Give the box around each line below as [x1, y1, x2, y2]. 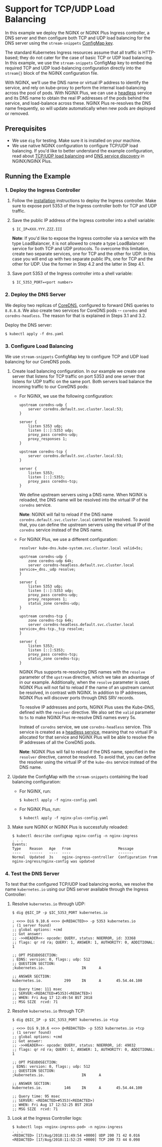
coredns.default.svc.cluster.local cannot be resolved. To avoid [19, 517, 150, 523]
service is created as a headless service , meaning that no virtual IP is [19, 729, 157, 735]
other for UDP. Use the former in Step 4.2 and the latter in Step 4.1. [12, 261, 145, 267]
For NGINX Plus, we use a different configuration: [19, 537, 118, 542]
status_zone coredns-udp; [28, 601, 81, 606]
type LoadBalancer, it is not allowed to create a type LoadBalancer [12, 240, 145, 246]
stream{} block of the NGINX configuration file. [5, 70, 99, 76]
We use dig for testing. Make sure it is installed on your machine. [12, 137, 142, 143]
